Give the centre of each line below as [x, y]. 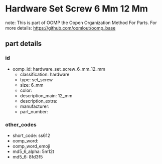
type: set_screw [36, 79]
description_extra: [39, 101]
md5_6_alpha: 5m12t [33, 151]
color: [26, 90]
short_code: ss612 [31, 135]
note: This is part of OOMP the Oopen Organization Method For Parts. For [81, 23]
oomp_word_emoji [31, 146]
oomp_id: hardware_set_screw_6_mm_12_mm [59, 69]
